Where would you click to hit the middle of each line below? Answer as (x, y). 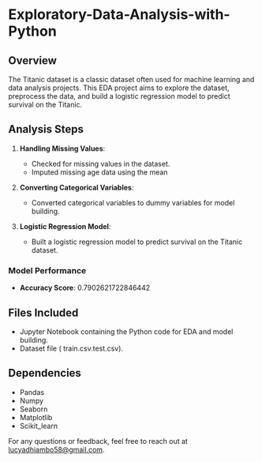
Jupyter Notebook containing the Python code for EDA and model (126, 331)
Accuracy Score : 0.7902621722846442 (85, 288)
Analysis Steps (46, 129)
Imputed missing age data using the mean (99, 172)
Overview (33, 60)
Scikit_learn (38, 426)
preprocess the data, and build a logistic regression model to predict (119, 96)
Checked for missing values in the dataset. (101, 163)
